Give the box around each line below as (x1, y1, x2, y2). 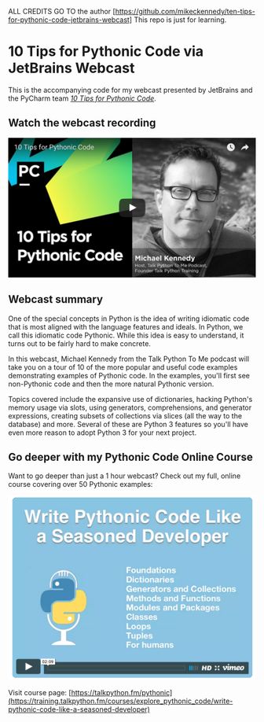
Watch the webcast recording (8, 116, 156, 130)
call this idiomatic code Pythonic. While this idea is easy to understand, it (8, 330, 244, 340)
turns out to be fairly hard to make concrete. (8, 338, 152, 348)
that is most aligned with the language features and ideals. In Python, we (8, 322, 244, 331)
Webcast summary (8, 293, 104, 306)
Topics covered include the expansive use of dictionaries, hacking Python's (8, 394, 253, 403)
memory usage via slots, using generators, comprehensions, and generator (8, 403, 252, 412)
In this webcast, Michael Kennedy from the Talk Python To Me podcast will (8, 354, 250, 363)
